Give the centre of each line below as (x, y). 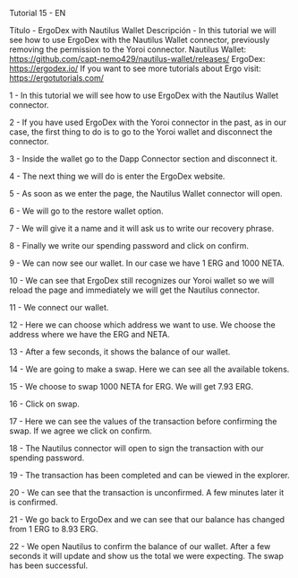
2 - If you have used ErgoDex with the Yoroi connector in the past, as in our (148, 122)
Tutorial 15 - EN (38, 13)
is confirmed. (34, 502)
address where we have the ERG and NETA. (89, 334)
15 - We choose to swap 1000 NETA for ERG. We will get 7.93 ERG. (132, 386)
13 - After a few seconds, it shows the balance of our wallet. (120, 352)
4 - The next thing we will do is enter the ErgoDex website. (117, 176)
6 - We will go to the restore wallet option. (86, 211)
